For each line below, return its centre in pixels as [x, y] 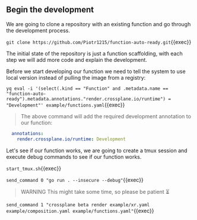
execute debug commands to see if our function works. [74, 156]
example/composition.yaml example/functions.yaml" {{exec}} [80, 210]
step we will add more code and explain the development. [77, 59]
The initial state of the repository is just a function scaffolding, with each [94, 54]
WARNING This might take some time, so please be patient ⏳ [95, 191]
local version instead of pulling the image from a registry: [76, 77]
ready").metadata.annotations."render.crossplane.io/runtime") [86, 99]
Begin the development [50, 10]
